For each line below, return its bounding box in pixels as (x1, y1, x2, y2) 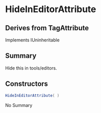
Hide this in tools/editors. (5, 65, 57, 71)
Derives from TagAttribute (5, 24, 89, 32)
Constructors (5, 80, 48, 88)
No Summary (5, 102, 33, 108)
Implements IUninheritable (5, 37, 60, 43)
